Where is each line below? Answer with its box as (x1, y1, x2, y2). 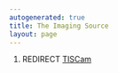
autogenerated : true (9, 12, 86, 22)
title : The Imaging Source (9, 21, 109, 30)
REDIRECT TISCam (21, 54, 91, 65)
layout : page (9, 29, 58, 38)
